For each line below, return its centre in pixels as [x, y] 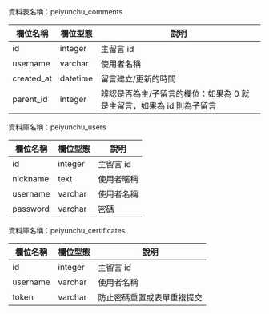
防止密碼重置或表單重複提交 [150, 298]
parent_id [30, 99]
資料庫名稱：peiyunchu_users [57, 127]
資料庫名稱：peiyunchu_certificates [67, 231]
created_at [32, 78]
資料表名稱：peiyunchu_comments [66, 12]
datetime [76, 78]
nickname [31, 179]
